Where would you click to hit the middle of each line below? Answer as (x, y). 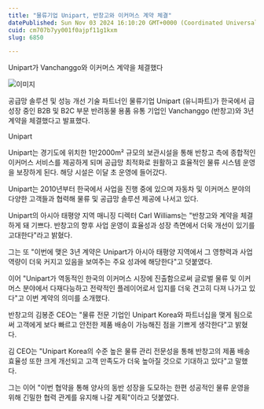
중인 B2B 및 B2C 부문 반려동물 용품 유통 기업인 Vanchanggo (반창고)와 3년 (138, 111)
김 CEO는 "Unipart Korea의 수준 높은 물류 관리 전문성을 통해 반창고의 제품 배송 (129, 352)
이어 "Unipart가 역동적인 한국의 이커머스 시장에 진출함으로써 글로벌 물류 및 (123, 278)
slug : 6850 (26, 37)
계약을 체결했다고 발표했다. (49, 121)
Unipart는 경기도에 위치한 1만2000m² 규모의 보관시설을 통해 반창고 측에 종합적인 (132, 153)
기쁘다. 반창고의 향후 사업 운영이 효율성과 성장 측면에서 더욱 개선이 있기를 (143, 226)
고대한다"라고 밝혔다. (40, 235)
